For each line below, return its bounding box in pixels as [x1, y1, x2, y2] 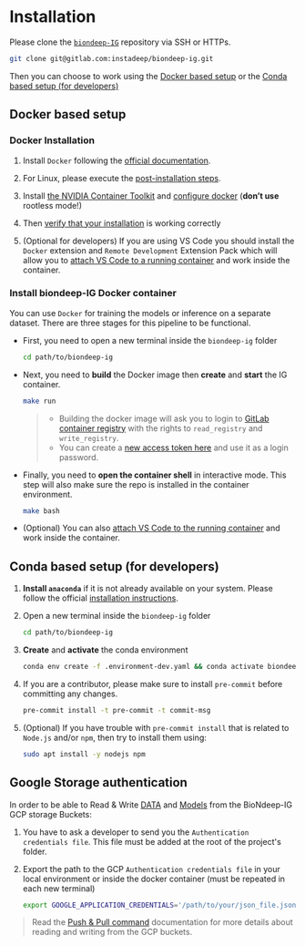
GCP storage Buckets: [9, 808, 93, 819]
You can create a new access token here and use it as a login [58, 442, 289, 453]
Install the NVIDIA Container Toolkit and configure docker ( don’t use [22, 190, 280, 201]
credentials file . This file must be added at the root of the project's [22, 836, 282, 847]
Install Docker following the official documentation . [22, 155, 211, 166]
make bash [22, 506, 61, 516]
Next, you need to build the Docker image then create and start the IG [22, 369, 288, 380]
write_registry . [58, 432, 119, 443]
